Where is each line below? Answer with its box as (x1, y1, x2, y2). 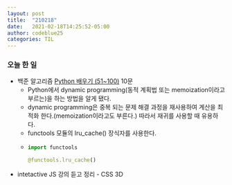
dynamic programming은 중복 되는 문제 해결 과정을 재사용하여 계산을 (27, 103, 216, 112)
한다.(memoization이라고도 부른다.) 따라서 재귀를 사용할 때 (40, 112, 200, 120)
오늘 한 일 (7, 60, 37, 70)
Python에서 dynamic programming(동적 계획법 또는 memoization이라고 (27, 86, 225, 94)
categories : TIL (7, 36, 54, 43)
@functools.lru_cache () (27, 157, 97, 164)
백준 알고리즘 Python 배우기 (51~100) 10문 (17, 77, 134, 85)
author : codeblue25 (7, 29, 64, 37)
